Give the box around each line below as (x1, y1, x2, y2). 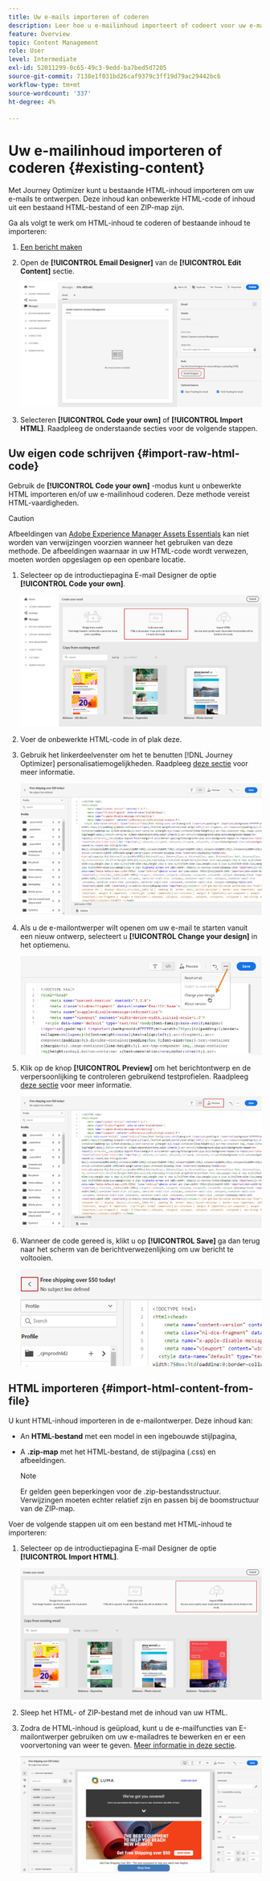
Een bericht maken (19, 242, 83, 252)
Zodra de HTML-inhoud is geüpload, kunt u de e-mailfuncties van (19, 1723, 238, 1733)
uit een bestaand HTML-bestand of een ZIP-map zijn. (8, 203, 185, 212)
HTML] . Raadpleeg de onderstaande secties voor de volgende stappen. (19, 423, 258, 433)
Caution (8, 513, 35, 522)
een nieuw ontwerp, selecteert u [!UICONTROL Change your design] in (19, 932, 258, 941)
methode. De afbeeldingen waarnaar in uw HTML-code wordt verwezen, (8, 546, 249, 555)
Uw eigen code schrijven (8, 447, 135, 461)
